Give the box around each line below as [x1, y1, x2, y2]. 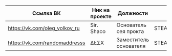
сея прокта [116, 28, 144, 35]
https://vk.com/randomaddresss [8, 39, 85, 46]
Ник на [92, 7, 110, 13]
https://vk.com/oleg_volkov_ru [8, 25, 80, 32]
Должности [117, 10, 148, 17]
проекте [90, 13, 112, 20]
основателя [116, 43, 146, 49]
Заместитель [116, 36, 149, 43]
